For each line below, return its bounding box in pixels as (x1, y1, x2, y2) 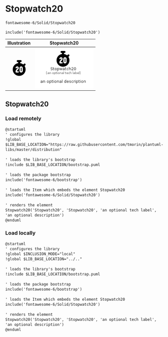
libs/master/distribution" (5, 147, 62, 152)
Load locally (5, 229, 36, 236)
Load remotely (5, 115, 42, 122)
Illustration (7, 40, 31, 46)
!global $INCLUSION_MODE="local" (5, 252, 76, 257)
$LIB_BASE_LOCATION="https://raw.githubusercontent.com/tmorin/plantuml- (5, 142, 164, 147)
